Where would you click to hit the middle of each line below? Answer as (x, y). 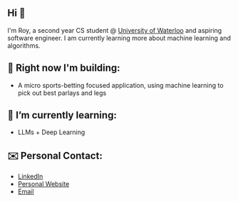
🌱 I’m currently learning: (62, 115)
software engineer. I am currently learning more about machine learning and (119, 38)
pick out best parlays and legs (62, 93)
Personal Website (43, 184)
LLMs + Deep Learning (51, 132)
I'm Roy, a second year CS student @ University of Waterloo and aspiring (115, 30)
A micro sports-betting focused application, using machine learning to (120, 85)
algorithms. (24, 45)
